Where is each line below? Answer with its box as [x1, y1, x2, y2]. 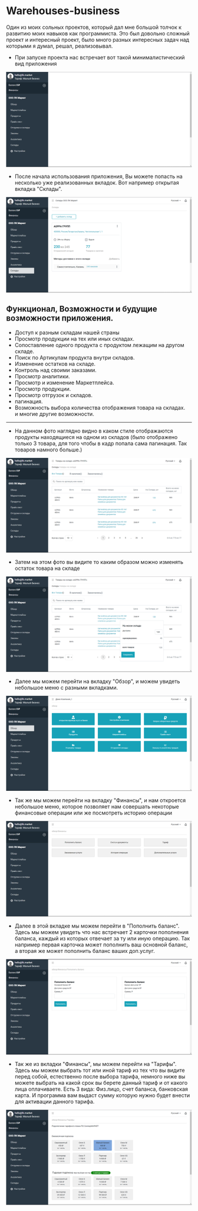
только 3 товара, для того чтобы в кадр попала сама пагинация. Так [14, 440, 187, 447]
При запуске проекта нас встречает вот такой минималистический [14, 54, 185, 61]
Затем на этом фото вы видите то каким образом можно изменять [14, 559, 184, 566]
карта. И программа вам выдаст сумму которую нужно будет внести [14, 1091, 190, 1098]
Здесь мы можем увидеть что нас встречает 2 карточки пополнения [14, 928, 189, 935]
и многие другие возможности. [14, 410, 94, 417]
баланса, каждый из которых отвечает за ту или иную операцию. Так [14, 935, 190, 942]
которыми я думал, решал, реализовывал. [6, 42, 113, 50]
